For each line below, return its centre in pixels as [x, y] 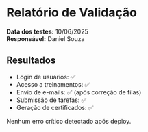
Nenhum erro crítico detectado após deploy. [69, 121]
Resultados [31, 61]
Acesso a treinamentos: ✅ [53, 84]
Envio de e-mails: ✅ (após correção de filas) [79, 92]
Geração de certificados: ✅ [55, 107]
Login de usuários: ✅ [46, 77]
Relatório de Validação [72, 13]
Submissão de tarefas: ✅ [51, 100]
